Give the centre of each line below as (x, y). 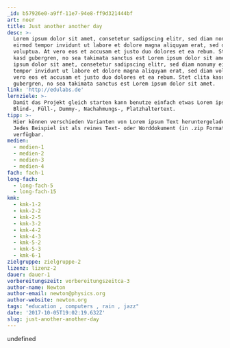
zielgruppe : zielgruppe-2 (44, 262)
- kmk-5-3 (27, 249)
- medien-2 (29, 154)
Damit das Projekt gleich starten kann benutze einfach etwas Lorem (113, 103)
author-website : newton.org (47, 300)
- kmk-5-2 (27, 243)
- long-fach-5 (33, 186)
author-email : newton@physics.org (56, 294)
